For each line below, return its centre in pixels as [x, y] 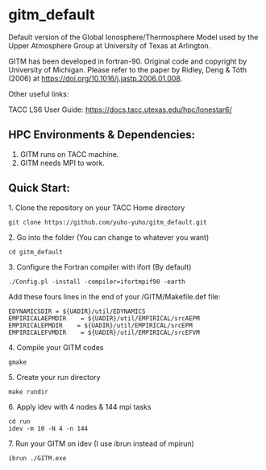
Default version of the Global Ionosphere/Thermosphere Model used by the [133, 37]
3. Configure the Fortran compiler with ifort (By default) [100, 266]
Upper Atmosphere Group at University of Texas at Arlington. [110, 45]
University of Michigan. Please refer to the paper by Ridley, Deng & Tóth [128, 69]
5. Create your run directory [54, 377]
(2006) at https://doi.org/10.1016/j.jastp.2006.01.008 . [96, 78]
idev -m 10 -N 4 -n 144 [48, 428]
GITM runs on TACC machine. [69, 154]
